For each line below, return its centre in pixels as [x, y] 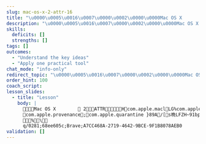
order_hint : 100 [27, 80]
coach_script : [25, 86]
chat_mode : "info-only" [37, 69]
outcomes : [19, 52]
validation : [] [26, 132]
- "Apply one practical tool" [50, 63]
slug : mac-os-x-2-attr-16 [39, 12]
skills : [16, 29]
